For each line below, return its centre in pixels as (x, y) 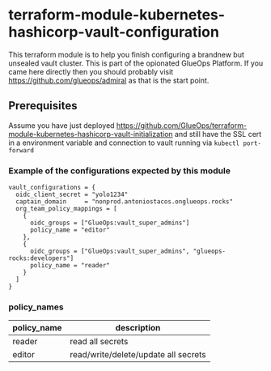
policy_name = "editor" (70, 230)
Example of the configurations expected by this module (119, 170)
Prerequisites (43, 106)
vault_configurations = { (52, 188)
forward (21, 150)
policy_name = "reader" (70, 266)
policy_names (36, 307)
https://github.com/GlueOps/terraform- (182, 125)
